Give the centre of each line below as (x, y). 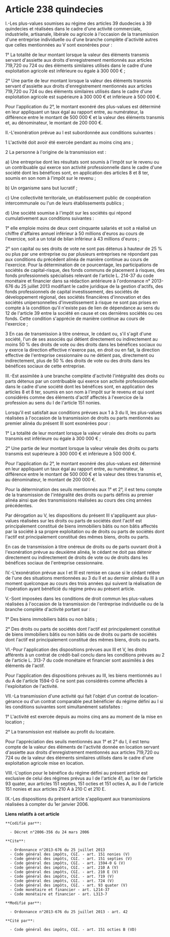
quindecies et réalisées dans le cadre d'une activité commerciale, (74, 28)
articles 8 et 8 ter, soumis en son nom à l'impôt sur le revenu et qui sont (80, 392)
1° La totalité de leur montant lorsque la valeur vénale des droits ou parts (81, 433)
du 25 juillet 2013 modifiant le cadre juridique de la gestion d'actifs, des (89, 286)
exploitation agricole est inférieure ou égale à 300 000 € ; (65, 71)
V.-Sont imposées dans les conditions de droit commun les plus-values (79, 598)
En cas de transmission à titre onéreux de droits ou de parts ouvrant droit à (83, 546)
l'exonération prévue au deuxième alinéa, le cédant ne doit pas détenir (78, 552)
